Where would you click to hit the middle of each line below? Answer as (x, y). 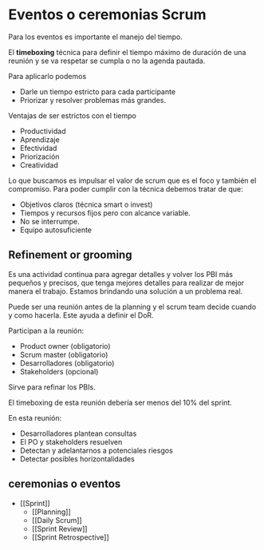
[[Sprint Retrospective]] (70, 537)
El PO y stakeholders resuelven (71, 441)
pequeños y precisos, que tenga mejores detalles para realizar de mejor (126, 283)
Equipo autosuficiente (56, 230)
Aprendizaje (39, 139)
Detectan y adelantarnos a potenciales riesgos (96, 450)
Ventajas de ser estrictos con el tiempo (73, 115)
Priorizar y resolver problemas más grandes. (93, 100)
